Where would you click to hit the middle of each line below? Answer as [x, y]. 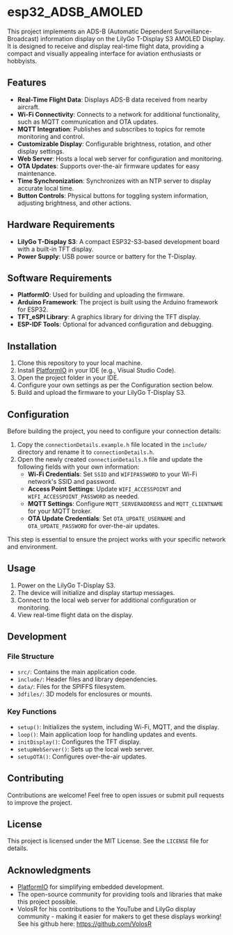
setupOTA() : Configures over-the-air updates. [82, 756]
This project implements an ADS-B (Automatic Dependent [90, 31]
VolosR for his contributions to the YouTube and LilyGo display [106, 909]
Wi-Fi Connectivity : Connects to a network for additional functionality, [119, 114]
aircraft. [29, 107]
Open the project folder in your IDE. [68, 378]
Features [27, 83]
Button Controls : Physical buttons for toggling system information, [113, 195]
